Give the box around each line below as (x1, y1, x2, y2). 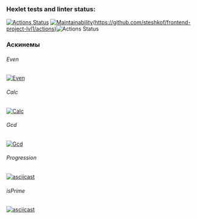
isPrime (6, 187, 26, 194)
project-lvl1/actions (6, 25, 55, 32)
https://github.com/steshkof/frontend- (95, 19, 191, 26)
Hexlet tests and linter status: (6, 5, 96, 13)
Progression (6, 154, 37, 162)
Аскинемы (6, 40, 40, 49)
